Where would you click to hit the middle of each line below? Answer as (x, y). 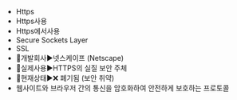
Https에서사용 (38, 31)
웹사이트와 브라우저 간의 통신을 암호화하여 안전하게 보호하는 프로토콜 (122, 88)
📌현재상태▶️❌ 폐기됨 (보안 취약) (65, 78)
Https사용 (32, 21)
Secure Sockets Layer (52, 40)
